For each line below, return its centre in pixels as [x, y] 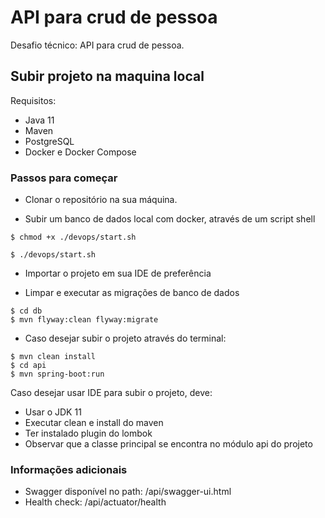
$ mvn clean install [53, 357]
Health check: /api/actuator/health [95, 502]
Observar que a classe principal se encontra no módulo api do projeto [168, 444]
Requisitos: [33, 100]
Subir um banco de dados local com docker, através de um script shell [170, 219]
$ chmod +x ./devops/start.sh [73, 237]
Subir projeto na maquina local [107, 76]
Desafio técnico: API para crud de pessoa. [97, 45]
